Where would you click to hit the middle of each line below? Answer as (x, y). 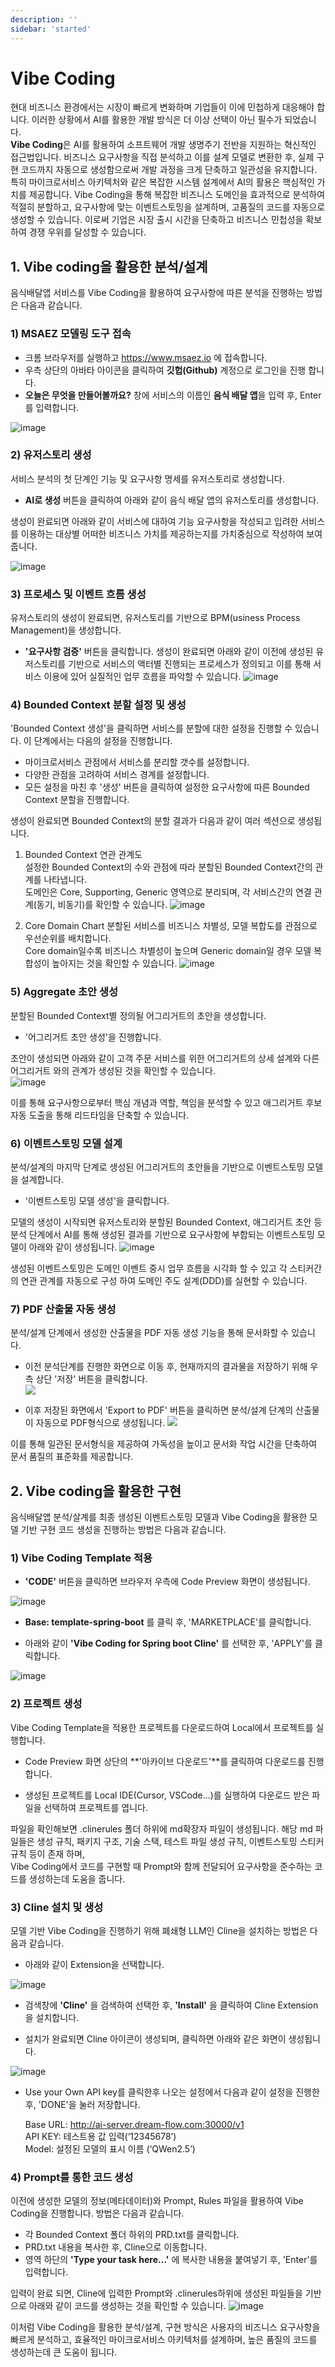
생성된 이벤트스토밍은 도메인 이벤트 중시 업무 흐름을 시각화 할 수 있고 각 (149, 1268)
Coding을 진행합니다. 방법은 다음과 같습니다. (97, 2213)
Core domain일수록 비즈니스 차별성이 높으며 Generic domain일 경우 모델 (168, 951)
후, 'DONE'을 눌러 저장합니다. (82, 2105)
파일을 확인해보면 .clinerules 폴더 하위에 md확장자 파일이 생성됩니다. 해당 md (161, 1828)
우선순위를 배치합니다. (68, 938)
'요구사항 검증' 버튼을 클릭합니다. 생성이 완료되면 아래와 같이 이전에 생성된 (169, 652)
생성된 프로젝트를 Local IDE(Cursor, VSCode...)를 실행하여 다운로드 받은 (167, 1795)
